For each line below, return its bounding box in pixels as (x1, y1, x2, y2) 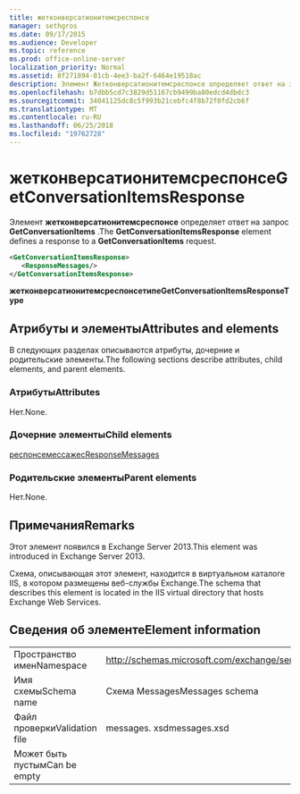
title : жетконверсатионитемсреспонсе (9, 13, 150, 22)
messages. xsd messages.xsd (105, 722, 229, 734)
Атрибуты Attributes (9, 386, 101, 399)
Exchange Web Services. (9, 596, 102, 607)
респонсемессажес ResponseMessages (9, 449, 160, 460)
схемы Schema (13, 685, 77, 697)
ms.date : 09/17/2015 (9, 30, 87, 38)
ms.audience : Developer (9, 38, 98, 47)
